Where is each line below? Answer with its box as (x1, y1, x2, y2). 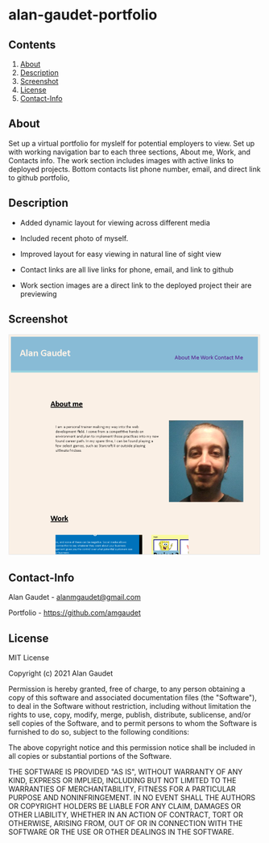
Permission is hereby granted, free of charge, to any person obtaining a (8, 685, 246, 694)
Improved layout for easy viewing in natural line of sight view (19, 249, 221, 259)
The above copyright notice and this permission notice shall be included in (8, 743, 255, 752)
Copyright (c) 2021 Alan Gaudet (8, 668, 114, 678)
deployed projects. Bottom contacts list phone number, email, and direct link (8, 164, 261, 174)
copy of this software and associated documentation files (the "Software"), (8, 693, 258, 702)
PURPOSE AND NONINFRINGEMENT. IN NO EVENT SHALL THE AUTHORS (8, 793, 256, 803)
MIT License (8, 653, 50, 663)
